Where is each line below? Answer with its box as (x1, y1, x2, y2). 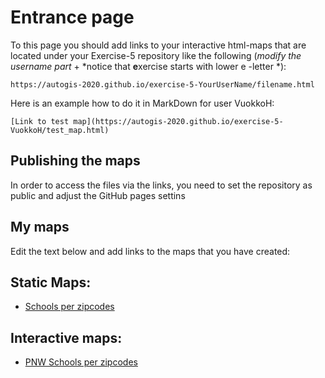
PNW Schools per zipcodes (24, 356, 138, 368)
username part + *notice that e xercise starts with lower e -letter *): (10, 60, 287, 72)
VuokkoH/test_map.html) (10, 125, 110, 135)
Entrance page (10, 6, 135, 29)
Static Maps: (10, 274, 92, 291)
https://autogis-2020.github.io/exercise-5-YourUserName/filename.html (10, 79, 315, 90)
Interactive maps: (10, 329, 123, 346)
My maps (10, 219, 70, 236)
